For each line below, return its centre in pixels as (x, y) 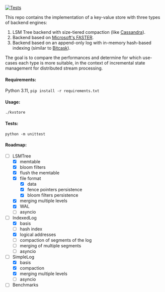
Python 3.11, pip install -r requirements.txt (52, 91)
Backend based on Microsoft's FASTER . (53, 37)
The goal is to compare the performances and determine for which (73, 58)
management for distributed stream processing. (54, 68)
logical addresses (38, 234)
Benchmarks (25, 285)
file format (30, 178)
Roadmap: (16, 145)
